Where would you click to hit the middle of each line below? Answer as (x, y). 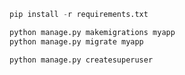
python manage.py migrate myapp (76, 41)
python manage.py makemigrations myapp (92, 32)
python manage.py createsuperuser (81, 60)
